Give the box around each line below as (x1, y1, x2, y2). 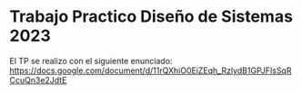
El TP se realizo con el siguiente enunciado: (9, 55, 173, 66)
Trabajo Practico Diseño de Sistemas (9, 6, 294, 27)
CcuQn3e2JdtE (9, 74, 67, 85)
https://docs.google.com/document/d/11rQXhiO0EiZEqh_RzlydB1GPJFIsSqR (9, 65, 292, 76)
